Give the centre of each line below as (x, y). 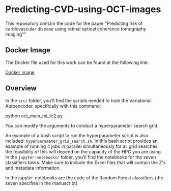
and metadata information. (33, 168)
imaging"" (16, 34)
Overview (21, 88)
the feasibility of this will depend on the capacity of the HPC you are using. (84, 151)
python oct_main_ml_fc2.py (34, 116)
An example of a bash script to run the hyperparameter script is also (77, 135)
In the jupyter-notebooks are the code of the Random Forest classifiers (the (84, 178)
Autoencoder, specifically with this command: (53, 106)
